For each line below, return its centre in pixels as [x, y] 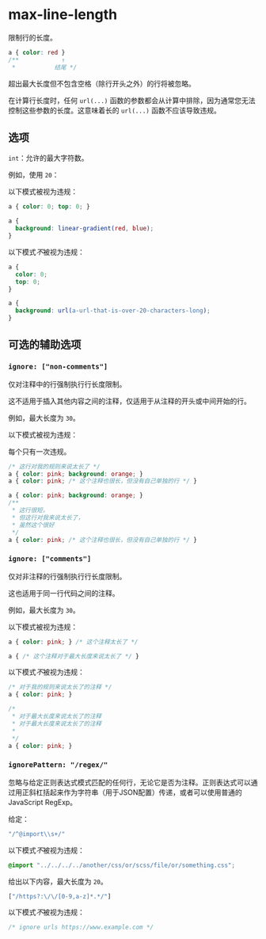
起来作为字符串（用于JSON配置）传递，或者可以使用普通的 [146, 792]
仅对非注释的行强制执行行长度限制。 [67, 576]
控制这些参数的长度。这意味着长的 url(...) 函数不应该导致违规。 [115, 110]
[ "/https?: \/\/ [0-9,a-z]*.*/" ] [60, 896]
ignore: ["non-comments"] [58, 367]
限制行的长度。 [32, 37]
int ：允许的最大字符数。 [48, 158]
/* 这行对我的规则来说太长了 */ [54, 466]
